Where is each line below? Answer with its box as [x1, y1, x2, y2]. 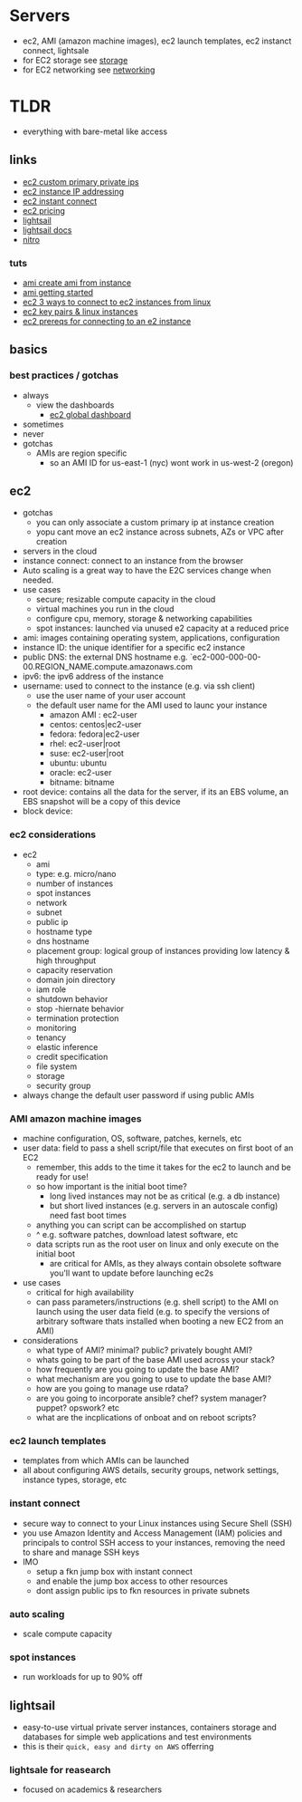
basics [9, 342, 48, 358]
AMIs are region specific [35, 448, 127, 458]
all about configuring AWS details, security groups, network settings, [22, 1465, 279, 1476]
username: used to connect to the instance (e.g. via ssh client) [22, 680, 256, 691]
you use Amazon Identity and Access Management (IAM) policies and [22, 1527, 283, 1538]
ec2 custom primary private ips [22, 176, 139, 187]
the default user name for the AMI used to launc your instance [35, 699, 268, 711]
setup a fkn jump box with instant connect [35, 1566, 193, 1576]
